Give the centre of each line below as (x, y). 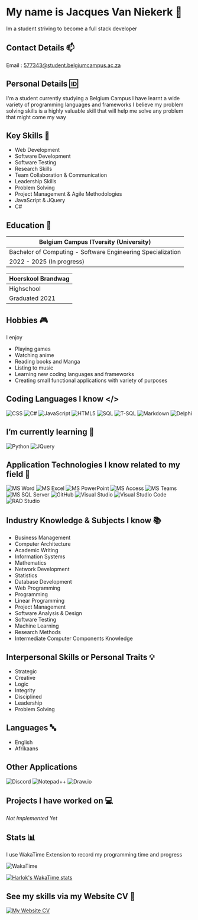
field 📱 (18, 474)
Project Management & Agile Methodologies (68, 194)
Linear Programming (40, 601)
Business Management (43, 538)
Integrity (25, 690)
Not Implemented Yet (32, 818)
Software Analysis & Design (48, 613)
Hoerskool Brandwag (39, 279)
